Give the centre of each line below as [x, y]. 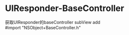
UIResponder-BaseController [65, 8]
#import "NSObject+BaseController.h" [43, 27]
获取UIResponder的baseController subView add [53, 22]
